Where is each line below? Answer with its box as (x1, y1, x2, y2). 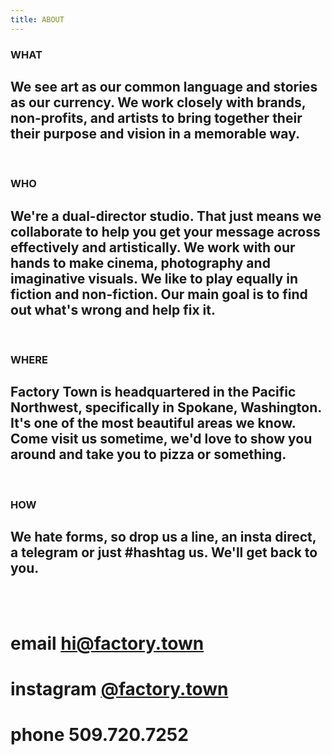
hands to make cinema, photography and (10, 254, 271, 271)
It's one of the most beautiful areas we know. (10, 415, 297, 432)
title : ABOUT (10, 14, 65, 25)
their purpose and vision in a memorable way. (10, 125, 301, 142)
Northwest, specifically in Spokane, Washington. (10, 399, 322, 416)
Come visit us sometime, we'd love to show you (10, 431, 313, 448)
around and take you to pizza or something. (10, 446, 287, 463)
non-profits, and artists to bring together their (10, 109, 303, 126)
